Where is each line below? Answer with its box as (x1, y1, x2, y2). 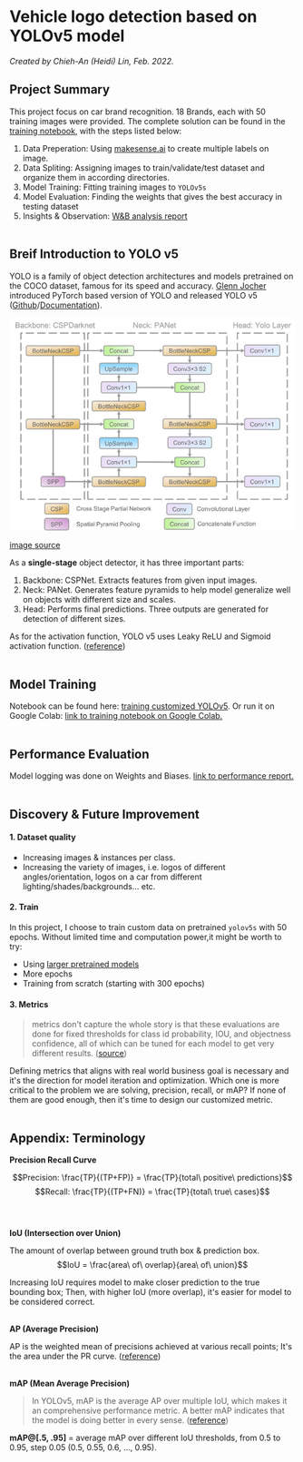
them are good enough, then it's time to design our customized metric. (9, 1094, 274, 1105)
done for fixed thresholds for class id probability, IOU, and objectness (31, 1028, 292, 1040)
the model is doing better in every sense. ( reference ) (31, 1414, 230, 1426)
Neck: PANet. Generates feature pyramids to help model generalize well (22, 584, 291, 595)
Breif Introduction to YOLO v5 (9, 247, 180, 262)
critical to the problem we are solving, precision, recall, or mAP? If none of (9, 1084, 287, 1095)
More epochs (22, 968, 73, 979)
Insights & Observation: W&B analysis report (22, 211, 188, 221)
